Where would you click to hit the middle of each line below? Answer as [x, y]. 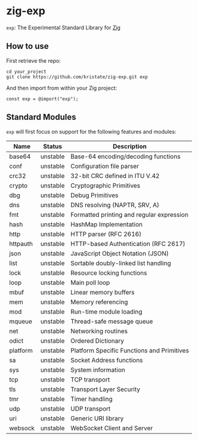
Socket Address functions [107, 360]
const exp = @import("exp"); [42, 99]
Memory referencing [99, 301]
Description [130, 146]
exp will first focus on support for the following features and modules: [91, 131]
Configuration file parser [105, 166]
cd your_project [26, 72]
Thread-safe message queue [112, 321]
